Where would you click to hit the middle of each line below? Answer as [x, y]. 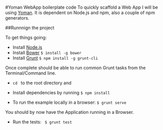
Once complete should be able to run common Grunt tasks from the [75, 68]
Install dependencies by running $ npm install [61, 92]
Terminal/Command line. [31, 73]
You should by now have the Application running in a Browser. [70, 112]
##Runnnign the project [30, 28]
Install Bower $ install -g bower [47, 53]
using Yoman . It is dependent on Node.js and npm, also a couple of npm [80, 13]
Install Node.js [27, 47]
